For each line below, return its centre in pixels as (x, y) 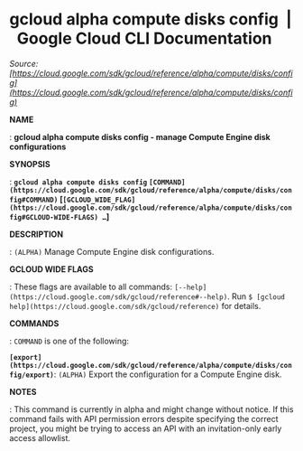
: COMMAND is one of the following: (69, 341)
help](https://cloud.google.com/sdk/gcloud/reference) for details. (135, 305)
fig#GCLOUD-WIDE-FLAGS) (54, 217)
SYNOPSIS (30, 164)
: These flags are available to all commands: (91, 287)
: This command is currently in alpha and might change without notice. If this (151, 409)
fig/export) (32, 375)
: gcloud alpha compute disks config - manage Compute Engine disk (140, 136)
